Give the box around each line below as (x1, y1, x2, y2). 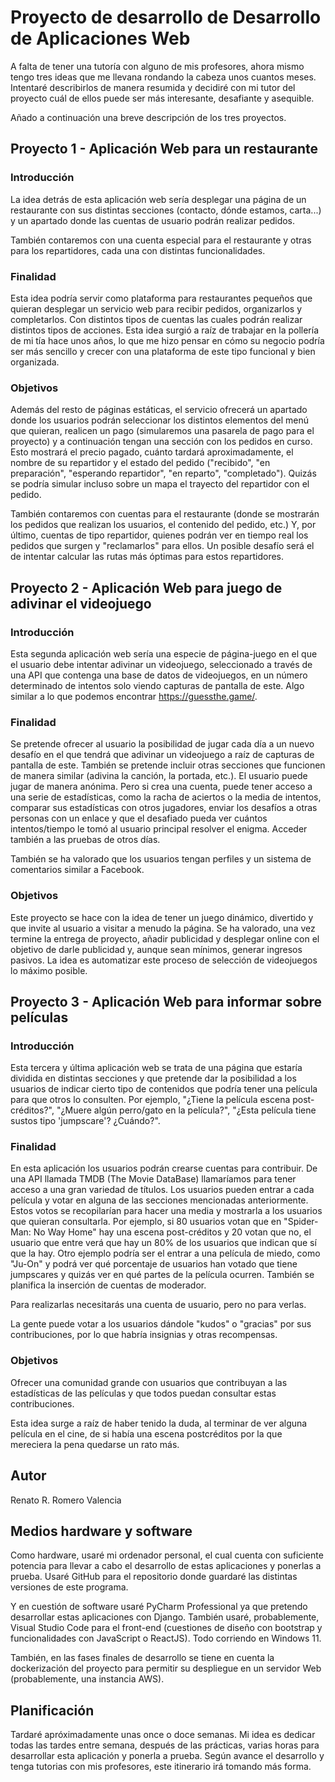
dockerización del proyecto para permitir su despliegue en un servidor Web (10, 1662, 322, 1675)
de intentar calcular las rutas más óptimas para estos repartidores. (10, 551, 285, 563)
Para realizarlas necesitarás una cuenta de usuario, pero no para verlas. (10, 1299, 307, 1311)
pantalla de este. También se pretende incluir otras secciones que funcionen (10, 759, 326, 771)
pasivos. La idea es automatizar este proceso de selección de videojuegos (10, 954, 318, 966)
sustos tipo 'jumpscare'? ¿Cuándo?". (10, 1115, 161, 1127)
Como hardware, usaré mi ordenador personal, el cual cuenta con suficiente (10, 1549, 324, 1561)
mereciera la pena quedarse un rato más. (10, 1438, 180, 1450)
